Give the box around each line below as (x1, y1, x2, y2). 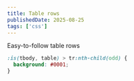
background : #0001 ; (13, 61, 69, 69)
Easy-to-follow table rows (7, 42, 80, 50)
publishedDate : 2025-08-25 (7, 16, 85, 23)
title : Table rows (7, 10, 60, 17)
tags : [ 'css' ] (7, 23, 48, 30)
